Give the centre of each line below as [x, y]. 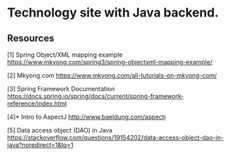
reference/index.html [37, 104]
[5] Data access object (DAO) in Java [60, 130]
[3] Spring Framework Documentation [61, 89]
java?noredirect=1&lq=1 [40, 145]
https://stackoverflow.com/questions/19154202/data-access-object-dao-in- [115, 137]
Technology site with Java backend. [113, 13]
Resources [31, 38]
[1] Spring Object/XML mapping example [65, 55]
